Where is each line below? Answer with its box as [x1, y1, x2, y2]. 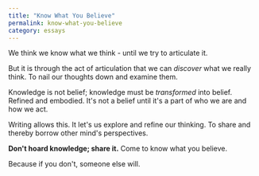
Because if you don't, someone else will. [8, 159, 141, 169]
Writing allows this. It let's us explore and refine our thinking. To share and [8, 120, 251, 130]
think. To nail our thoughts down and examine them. [8, 72, 179, 82]
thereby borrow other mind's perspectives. [8, 128, 149, 138]
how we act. [8, 104, 48, 114]
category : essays [8, 26, 66, 34]
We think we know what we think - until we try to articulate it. [8, 49, 208, 58]
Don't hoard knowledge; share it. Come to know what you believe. [8, 144, 228, 154]
